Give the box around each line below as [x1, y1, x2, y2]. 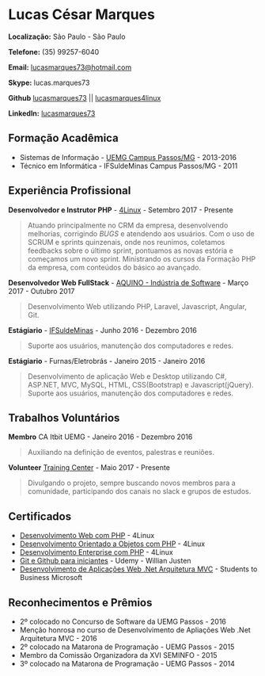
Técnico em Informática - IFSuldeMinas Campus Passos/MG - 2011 [19, 161, 238, 170]
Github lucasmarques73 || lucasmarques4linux [8, 93, 161, 102]
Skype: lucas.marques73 [8, 78, 90, 87]
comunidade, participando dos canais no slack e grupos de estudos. [27, 487, 252, 496]
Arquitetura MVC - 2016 [19, 634, 97, 643]
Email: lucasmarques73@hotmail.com [8, 62, 132, 72]
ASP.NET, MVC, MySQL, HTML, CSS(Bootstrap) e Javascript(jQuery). [27, 380, 255, 389]
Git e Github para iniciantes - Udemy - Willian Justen [19, 556, 191, 566]
